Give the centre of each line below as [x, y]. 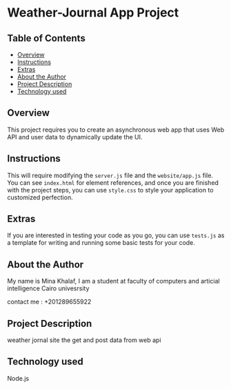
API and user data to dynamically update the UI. [75, 137]
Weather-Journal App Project [93, 13]
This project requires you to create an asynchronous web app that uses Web [116, 130]
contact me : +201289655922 [49, 302]
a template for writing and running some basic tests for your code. [101, 243]
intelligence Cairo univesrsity [48, 288]
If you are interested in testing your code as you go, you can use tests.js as [116, 235]
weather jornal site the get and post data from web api [84, 340]
